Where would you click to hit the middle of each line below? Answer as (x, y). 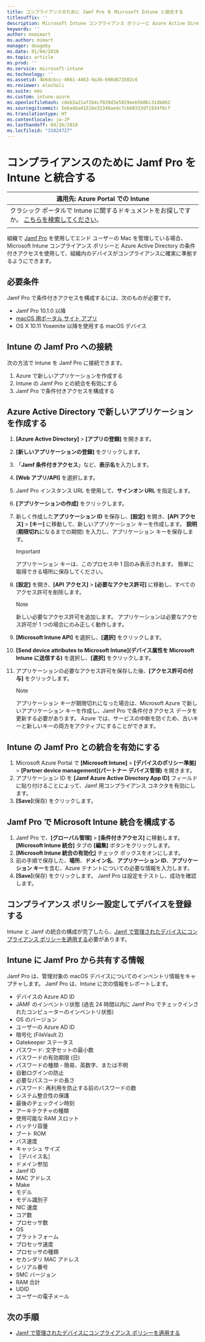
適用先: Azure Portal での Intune (103, 198)
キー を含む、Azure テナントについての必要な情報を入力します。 (113, 868)
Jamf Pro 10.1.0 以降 (41, 310)
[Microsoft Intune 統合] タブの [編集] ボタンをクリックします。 (95, 845)
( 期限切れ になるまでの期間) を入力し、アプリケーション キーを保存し (102, 532)
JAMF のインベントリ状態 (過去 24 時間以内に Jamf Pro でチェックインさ (107, 1004)
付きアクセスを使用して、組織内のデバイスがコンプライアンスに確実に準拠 (99, 253)
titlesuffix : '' (27, 18)
